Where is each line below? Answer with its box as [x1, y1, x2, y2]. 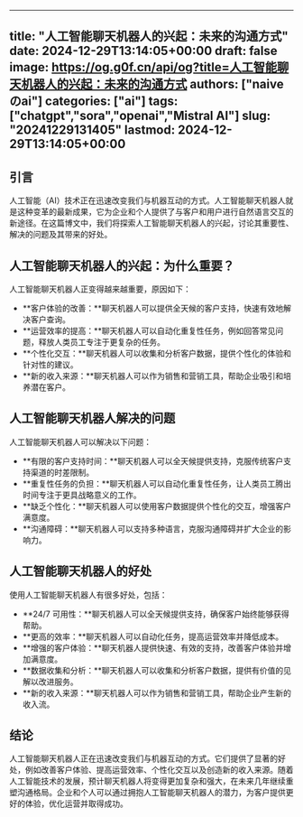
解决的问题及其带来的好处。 [9, 229, 113, 240]
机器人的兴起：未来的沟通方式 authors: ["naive [21, 77, 284, 92]
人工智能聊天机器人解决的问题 [9, 411, 176, 426]
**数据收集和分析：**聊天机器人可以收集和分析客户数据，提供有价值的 [22, 664, 284, 675]
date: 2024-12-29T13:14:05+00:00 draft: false [9, 43, 278, 59]
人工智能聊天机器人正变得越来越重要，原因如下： [9, 283, 191, 294]
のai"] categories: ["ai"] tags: [9, 94, 179, 109]
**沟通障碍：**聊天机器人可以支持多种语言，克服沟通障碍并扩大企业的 [22, 523, 284, 534]
